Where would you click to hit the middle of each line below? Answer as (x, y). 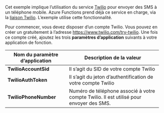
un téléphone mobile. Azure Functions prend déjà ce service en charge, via (81, 12)
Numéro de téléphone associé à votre (112, 91)
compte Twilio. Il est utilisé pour (105, 97)
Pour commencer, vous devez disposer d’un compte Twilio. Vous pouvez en (81, 27)
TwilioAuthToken (27, 80)
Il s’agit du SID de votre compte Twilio (112, 69)
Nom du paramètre (36, 55)
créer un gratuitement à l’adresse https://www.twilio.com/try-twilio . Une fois (82, 32)
